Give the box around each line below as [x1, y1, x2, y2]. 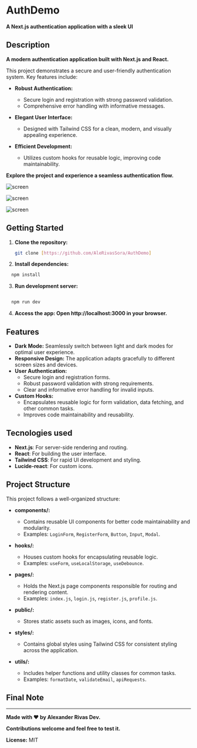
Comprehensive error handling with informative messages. [23, 102, 165, 109]
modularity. [23, 524, 51, 531]
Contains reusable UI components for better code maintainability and [23, 518, 191, 525]
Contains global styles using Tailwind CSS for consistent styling [23, 640, 178, 647]
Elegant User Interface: [14, 113, 73, 121]
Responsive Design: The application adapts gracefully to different [14, 355, 175, 362]
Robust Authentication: [14, 85, 73, 92]
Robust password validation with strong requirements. [23, 380, 154, 387]
